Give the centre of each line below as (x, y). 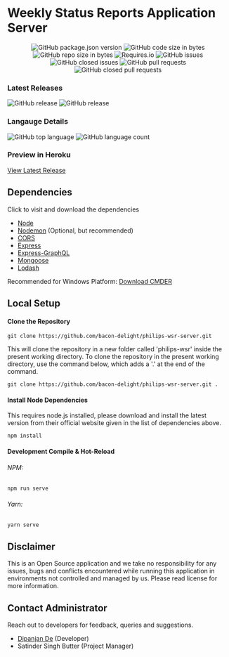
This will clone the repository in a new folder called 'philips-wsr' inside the (115, 349)
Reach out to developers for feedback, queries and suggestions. (100, 625)
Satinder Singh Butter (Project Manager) (76, 646)
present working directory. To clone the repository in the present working (113, 357)
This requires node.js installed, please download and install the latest (107, 415)
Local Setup (34, 304)
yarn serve (23, 525)
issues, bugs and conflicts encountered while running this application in (111, 571)
